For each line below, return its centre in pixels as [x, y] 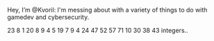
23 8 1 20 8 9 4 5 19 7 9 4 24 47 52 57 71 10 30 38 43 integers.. [98, 30]
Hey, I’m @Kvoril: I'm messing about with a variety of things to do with [107, 10]
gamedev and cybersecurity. [48, 17]
